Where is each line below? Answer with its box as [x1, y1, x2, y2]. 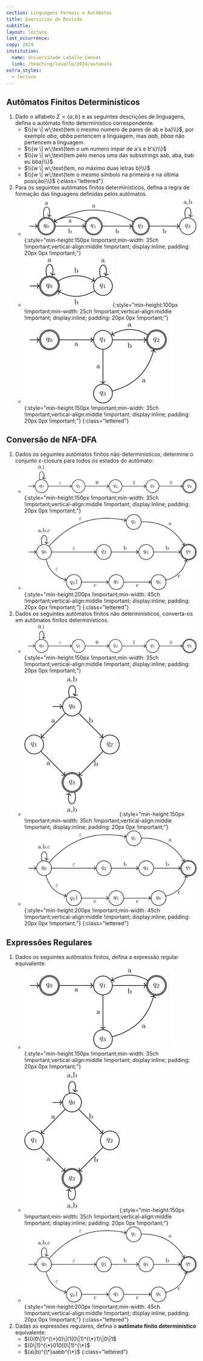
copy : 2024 [6, 42, 34, 48]
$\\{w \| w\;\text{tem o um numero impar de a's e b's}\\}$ [24, 145, 167, 153]
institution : [6, 48, 39, 55]
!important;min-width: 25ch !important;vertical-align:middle [24, 307, 172, 315]
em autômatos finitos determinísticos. [14, 617, 109, 624]
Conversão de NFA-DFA [6, 434, 97, 445]
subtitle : [6, 22, 31, 28]
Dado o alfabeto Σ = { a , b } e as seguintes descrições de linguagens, [14, 113, 185, 121]
